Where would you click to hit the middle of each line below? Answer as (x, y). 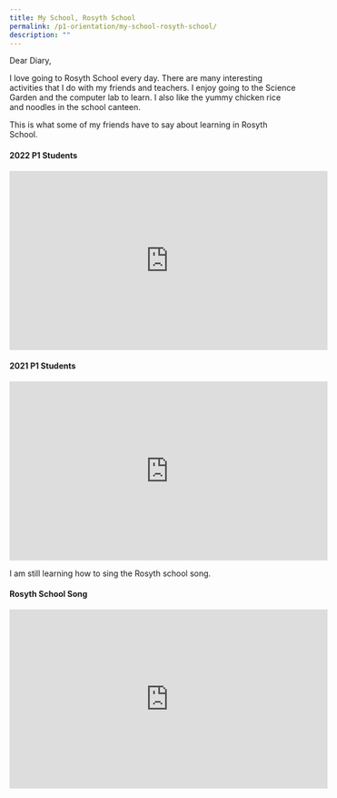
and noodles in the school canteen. (75, 107)
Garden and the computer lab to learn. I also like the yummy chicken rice (145, 97)
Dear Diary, (30, 61)
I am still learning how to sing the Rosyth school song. (110, 573)
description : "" (40, 35)
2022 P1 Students (44, 155)
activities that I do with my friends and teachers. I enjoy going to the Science (153, 88)
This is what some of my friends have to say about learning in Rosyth (139, 125)
